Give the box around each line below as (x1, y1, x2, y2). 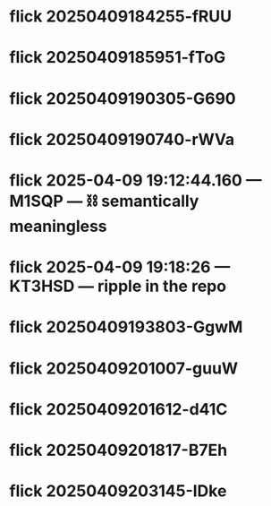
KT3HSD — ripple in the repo (9, 276, 226, 296)
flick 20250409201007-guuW (9, 358, 239, 378)
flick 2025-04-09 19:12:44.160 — (9, 170, 262, 190)
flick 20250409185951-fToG (9, 47, 226, 68)
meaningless (9, 216, 107, 236)
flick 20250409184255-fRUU (9, 6, 233, 27)
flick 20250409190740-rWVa (9, 129, 235, 150)
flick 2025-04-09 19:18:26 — (9, 257, 231, 278)
